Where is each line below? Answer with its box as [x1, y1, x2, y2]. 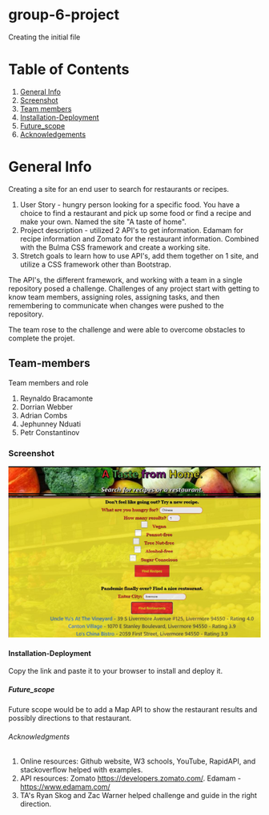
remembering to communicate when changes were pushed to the [8, 300, 224, 310]
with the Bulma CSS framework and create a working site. [19, 242, 211, 252]
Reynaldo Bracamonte [19, 393, 94, 403]
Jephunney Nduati [19, 419, 82, 429]
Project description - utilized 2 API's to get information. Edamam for [19, 225, 243, 234]
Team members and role [8, 377, 89, 387]
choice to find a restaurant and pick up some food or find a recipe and [19, 208, 252, 218]
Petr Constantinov [19, 427, 80, 437]
